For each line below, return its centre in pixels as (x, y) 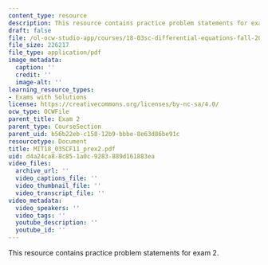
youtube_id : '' (41, 230)
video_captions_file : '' (57, 179)
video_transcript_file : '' (60, 193)
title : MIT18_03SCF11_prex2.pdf (62, 149)
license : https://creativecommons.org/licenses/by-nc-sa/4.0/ (114, 104)
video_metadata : (35, 201)
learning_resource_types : (51, 90)
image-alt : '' (39, 82)
